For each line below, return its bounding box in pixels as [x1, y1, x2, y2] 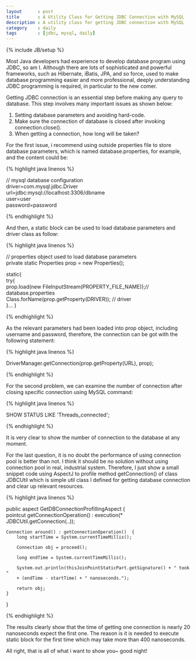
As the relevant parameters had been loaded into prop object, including [6, 324, 178, 331]
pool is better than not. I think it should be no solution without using [6, 458, 169, 465]
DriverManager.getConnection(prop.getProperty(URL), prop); [6, 360, 154, 367]
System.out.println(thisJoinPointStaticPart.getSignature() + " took [16, 565, 190, 571]
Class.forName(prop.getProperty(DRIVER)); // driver [6, 296, 132, 303]
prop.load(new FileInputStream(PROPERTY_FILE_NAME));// [6, 283, 149, 290]
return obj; [16, 586, 46, 591]
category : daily [6, 25, 57, 31]
